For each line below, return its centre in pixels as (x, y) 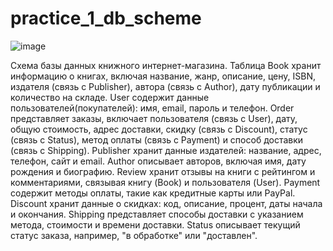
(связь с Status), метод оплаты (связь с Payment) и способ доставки (157, 139)
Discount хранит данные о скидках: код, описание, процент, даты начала (166, 203)
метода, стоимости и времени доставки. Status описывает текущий (155, 224)
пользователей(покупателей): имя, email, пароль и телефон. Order (152, 108)
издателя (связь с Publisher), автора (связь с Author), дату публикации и (165, 86)
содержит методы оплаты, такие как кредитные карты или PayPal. (153, 193)
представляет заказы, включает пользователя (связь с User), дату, (154, 118)
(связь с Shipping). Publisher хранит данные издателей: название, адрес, (166, 150)
